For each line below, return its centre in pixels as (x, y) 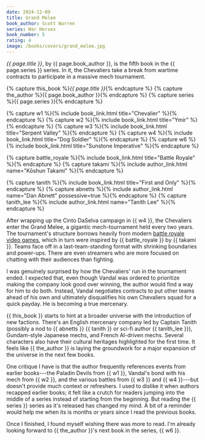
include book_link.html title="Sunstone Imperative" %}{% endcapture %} (107, 146)
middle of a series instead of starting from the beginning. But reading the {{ (101, 399)
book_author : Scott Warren (41, 23)
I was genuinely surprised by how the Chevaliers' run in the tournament (96, 271)
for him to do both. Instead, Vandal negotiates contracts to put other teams (100, 291)
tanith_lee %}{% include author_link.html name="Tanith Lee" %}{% (91, 202)
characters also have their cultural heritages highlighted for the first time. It (101, 341)
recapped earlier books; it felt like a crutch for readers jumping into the (95, 392)
